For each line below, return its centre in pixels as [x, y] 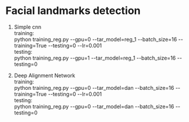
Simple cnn [28, 27]
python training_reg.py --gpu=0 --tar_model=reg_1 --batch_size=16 [95, 39]
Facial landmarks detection [73, 11]
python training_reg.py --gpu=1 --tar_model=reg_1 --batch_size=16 [95, 58]
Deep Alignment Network [45, 75]
